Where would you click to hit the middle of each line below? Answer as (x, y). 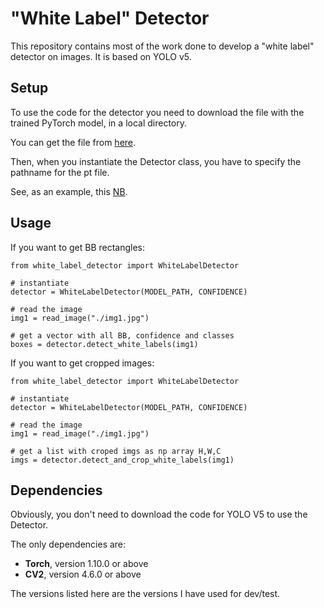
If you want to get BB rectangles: (78, 247)
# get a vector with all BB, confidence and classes (122, 335)
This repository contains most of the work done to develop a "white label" (162, 46)
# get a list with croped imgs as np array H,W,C (116, 451)
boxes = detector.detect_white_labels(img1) (104, 344)
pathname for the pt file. (60, 172)
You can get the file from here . (73, 142)
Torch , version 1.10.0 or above (86, 564)
